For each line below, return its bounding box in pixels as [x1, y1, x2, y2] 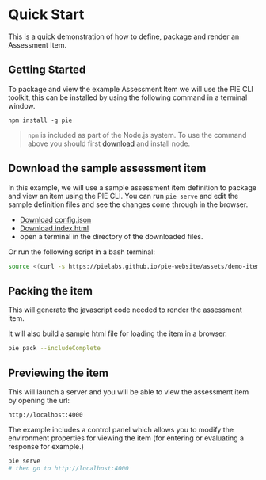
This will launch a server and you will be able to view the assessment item [8, 387, 249, 397]
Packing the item [8, 284, 93, 298]
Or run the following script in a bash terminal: [8, 247, 156, 257]
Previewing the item [8, 366, 109, 379]
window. [8, 101, 36, 110]
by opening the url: [8, 395, 70, 405]
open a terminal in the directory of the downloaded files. [19, 231, 203, 241]
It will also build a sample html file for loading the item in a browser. [8, 329, 227, 338]
